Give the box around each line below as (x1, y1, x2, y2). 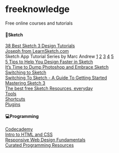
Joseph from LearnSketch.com (5, 48, 69, 54)
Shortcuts (5, 96, 25, 102)
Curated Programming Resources (5, 142, 74, 148)
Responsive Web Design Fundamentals (5, 137, 86, 143)
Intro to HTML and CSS (5, 131, 53, 137)
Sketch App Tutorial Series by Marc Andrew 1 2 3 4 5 (5, 54, 114, 60)
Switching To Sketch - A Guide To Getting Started (5, 75, 107, 81)
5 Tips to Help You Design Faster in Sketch (5, 59, 93, 65)
